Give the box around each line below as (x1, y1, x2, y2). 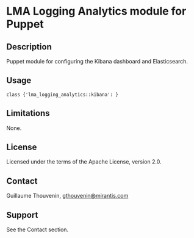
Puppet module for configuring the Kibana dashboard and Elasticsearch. (6, 58, 188, 65)
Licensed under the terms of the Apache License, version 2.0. (6, 158, 162, 165)
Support (6, 209, 38, 220)
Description (6, 41, 52, 52)
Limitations (6, 108, 50, 118)
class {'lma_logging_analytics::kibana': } (6, 92, 119, 98)
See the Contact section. (6, 226, 69, 233)
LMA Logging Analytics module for (6, 4, 187, 18)
